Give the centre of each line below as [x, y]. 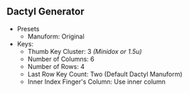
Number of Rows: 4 [56, 66]
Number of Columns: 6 [61, 59]
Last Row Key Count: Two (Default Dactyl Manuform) [105, 74]
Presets [28, 28]
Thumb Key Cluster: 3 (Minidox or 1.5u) [85, 51]
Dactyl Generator [45, 12]
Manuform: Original [56, 36]
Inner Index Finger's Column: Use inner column [97, 82]
